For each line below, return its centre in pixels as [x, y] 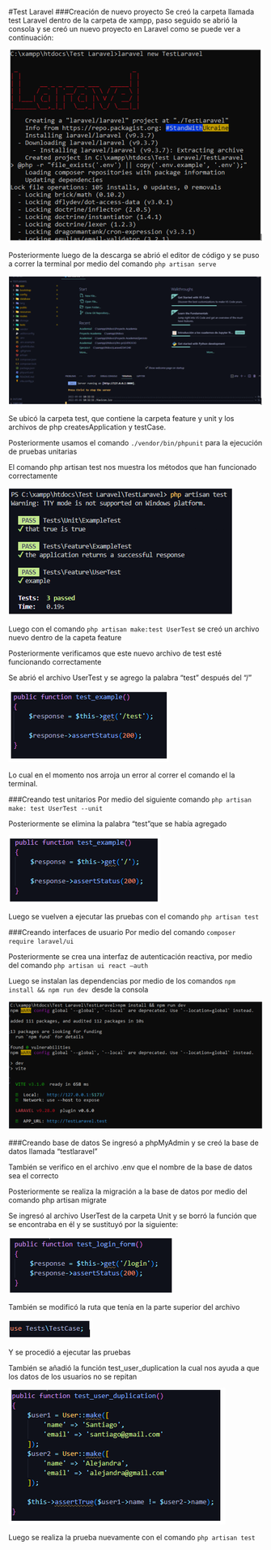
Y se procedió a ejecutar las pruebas [70, 1352]
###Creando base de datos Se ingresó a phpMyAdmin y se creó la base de [133, 1143]
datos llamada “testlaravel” [53, 1151]
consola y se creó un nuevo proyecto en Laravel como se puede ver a [125, 29]
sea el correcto [34, 1175]
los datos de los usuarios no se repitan [73, 1376]
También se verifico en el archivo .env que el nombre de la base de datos [131, 1167]
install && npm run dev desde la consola [78, 990]
